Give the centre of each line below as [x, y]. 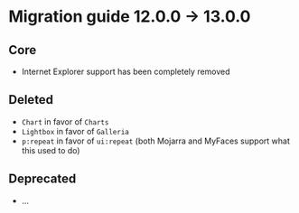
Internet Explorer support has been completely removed [126, 71]
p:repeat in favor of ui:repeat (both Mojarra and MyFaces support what [156, 141]
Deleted [31, 100]
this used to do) [51, 150]
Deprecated [42, 179]
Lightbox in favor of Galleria [75, 131]
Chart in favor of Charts [65, 121]
